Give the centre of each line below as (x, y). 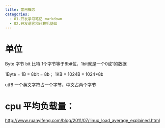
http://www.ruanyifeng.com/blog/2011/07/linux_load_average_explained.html (82, 121)
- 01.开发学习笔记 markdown (36, 19)
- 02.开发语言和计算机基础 (33, 23)
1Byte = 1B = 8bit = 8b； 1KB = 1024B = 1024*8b (54, 74)
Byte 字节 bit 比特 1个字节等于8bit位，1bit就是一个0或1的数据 (66, 64)
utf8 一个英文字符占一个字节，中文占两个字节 (51, 85)
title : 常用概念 (20, 10)
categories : (17, 14)
